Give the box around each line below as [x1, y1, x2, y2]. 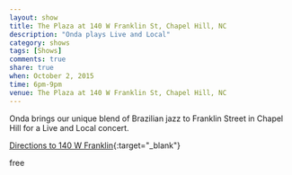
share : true [9, 64, 54, 73]
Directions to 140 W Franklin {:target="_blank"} [9, 140, 181, 151]
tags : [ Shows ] [9, 47, 63, 56]
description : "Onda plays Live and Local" [9, 30, 171, 39]
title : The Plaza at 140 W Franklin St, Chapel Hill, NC [9, 22, 227, 31]
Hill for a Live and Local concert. [9, 122, 129, 133]
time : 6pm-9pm [9, 80, 63, 89]
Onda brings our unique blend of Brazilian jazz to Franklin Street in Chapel [9, 113, 284, 124]
